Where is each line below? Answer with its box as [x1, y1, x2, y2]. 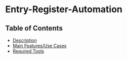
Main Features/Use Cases [12, 43, 67, 49]
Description [12, 37, 37, 43]
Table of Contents [5, 24, 63, 33]
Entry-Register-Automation [5, 4, 123, 15]
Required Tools [12, 48, 45, 54]
